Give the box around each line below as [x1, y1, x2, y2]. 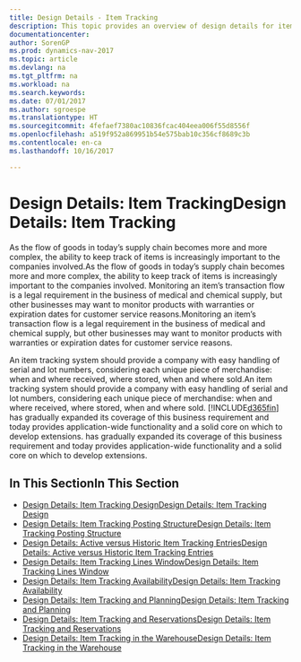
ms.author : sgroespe [9, 105, 87, 114]
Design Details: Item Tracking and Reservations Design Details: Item [21, 614, 271, 624]
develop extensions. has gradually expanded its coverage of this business [9, 431, 282, 441]
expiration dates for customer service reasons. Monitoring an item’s [9, 309, 257, 319]
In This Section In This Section [9, 475, 179, 491]
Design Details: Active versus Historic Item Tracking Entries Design [21, 537, 268, 548]
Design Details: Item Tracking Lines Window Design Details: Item [21, 557, 259, 568]
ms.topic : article [9, 55, 78, 64]
